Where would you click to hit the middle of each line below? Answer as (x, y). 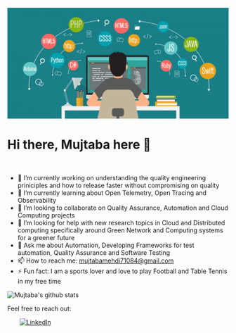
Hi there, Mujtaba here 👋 (79, 145)
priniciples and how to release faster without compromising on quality (118, 185)
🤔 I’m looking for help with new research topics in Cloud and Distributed (121, 222)
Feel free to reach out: (39, 308)
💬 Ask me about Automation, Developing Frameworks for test (106, 245)
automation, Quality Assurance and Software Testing (94, 252)
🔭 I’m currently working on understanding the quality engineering (112, 177)
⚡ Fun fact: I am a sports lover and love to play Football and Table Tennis (122, 271)
